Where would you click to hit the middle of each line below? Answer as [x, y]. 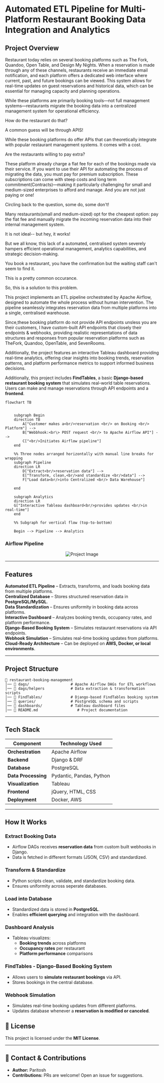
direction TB [27, 420]
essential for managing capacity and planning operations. [63, 91]
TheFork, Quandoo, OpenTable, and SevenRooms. [55, 343]
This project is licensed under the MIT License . [52, 1038]
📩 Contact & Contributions [46, 1058]
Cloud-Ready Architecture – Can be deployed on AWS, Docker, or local [78, 643]
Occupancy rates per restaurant [52, 949]
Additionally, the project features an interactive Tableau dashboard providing [82, 353]
